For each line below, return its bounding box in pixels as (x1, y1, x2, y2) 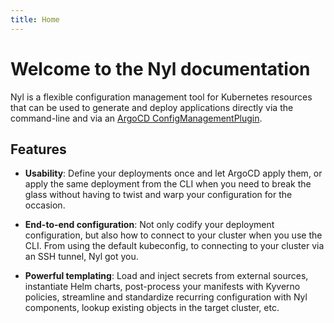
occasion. (24, 199, 66, 211)
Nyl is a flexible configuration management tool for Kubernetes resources (10, 91, 313, 103)
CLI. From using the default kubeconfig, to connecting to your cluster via (24, 240, 325, 252)
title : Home (10, 14, 60, 25)
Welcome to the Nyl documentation (10, 57, 311, 80)
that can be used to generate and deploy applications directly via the (10, 101, 294, 113)
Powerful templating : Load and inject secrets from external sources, (24, 270, 309, 282)
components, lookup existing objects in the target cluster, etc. (24, 302, 280, 314)
